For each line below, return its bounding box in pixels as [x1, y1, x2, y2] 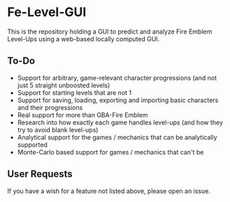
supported [17, 140, 48, 149]
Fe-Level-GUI [7, 4, 87, 20]
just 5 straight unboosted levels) [17, 81, 110, 89]
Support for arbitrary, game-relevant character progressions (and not [17, 73, 217, 82]
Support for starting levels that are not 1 [17, 88, 131, 96]
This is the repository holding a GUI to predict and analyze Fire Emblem [7, 27, 213, 36]
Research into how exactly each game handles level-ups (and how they [17, 118, 224, 127]
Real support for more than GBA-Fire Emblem [17, 110, 148, 119]
